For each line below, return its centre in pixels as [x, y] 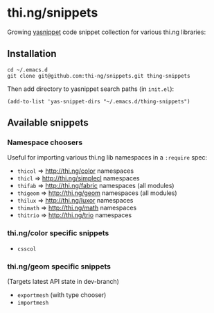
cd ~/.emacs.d [28, 70]
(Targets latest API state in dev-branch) [63, 282]
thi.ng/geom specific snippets [59, 267]
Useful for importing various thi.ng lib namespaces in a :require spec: [107, 158]
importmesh [33, 303]
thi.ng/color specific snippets [58, 233]
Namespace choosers [45, 142]
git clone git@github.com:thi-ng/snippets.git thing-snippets [99, 76]
